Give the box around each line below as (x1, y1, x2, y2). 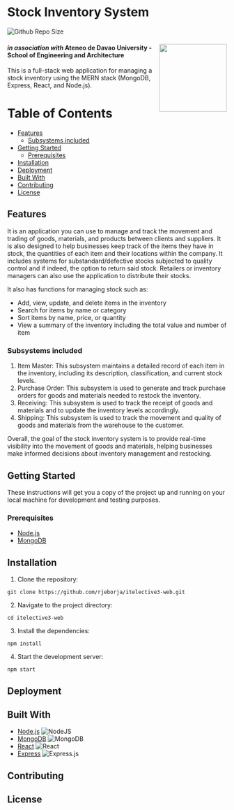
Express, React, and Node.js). (7, 81, 93, 89)
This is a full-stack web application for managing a (7, 66, 153, 75)
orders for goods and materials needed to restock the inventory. (17, 391, 201, 400)
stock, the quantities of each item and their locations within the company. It (7, 249, 223, 257)
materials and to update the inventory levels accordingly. (17, 406, 180, 414)
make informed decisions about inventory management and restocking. (7, 449, 212, 458)
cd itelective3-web (7, 614, 64, 622)
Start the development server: (17, 653, 104, 661)
